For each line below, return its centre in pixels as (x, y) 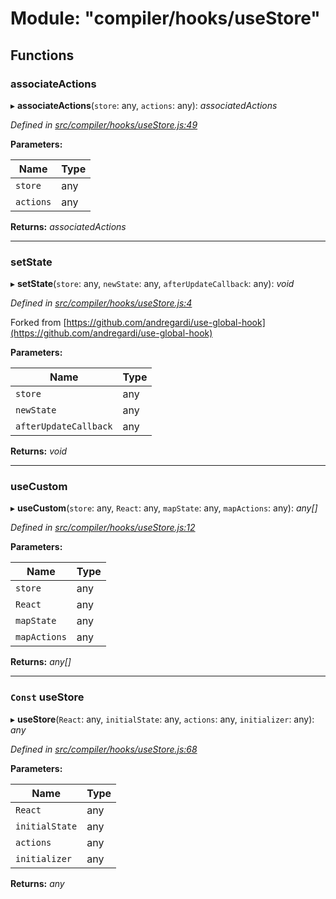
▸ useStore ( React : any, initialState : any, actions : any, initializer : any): (162, 719)
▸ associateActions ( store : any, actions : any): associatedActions (144, 105)
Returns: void (39, 451)
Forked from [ (38, 323)
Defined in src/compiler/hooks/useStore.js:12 (103, 528)
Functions (42, 55)
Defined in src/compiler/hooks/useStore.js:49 (104, 124)
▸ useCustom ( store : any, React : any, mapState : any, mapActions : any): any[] (164, 508)
